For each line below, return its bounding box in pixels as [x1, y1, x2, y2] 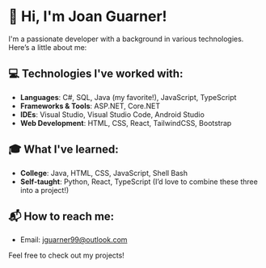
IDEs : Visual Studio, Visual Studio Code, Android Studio [19, 109, 205, 119]
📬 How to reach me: [8, 209, 115, 223]
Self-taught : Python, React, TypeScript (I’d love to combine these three [19, 177, 259, 186]
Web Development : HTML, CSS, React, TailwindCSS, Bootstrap [19, 118, 232, 128]
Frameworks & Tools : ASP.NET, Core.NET [19, 101, 161, 111]
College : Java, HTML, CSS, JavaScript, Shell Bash [19, 168, 188, 178]
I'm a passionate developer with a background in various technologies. [8, 34, 244, 44]
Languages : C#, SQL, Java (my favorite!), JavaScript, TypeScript [19, 92, 237, 102]
